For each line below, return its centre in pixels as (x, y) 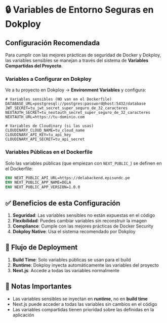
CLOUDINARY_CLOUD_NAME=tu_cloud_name (45, 131)
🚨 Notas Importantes (38, 287)
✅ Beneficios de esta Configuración (63, 203)
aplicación (23, 315)
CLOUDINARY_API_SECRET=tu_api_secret (45, 139)
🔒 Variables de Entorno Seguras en (79, 10)
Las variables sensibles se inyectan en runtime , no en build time (80, 299)
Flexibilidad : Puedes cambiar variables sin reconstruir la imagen (79, 221)
